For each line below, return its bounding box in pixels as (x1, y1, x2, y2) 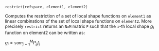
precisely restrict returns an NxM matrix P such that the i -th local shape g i (5, 23, 154, 30)
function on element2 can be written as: (5, 30, 85, 35)
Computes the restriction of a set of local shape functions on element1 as (5, 13, 152, 19)
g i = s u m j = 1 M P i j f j (5, 39, 40, 47)
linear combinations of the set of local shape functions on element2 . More (5, 18, 152, 24)
